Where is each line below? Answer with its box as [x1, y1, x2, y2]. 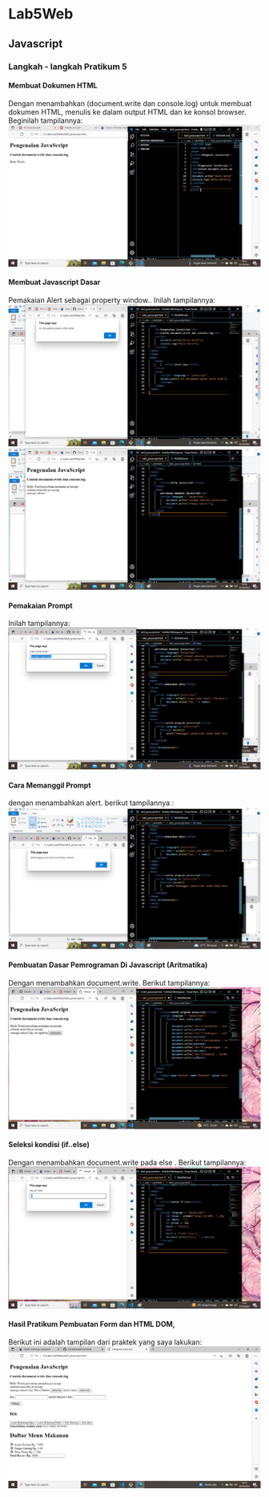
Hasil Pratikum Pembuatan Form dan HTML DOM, [8, 1320, 175, 1329]
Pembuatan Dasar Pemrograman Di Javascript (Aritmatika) [8, 960, 208, 970]
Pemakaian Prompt [8, 600, 74, 610]
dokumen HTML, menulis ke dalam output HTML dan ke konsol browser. [8, 107, 247, 116]
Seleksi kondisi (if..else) [8, 1140, 90, 1149]
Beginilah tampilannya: [8, 116, 83, 125]
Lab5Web [8, 5, 74, 23]
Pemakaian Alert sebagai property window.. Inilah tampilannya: [8, 295, 216, 305]
